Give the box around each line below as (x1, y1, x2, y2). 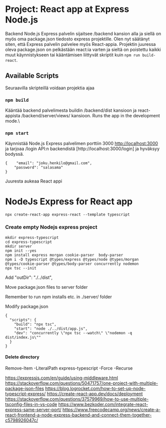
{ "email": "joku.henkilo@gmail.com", (5, 161, 92, 166)
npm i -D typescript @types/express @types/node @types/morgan (5, 257, 139, 262)
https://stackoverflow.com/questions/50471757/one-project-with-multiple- (5, 380, 158, 386)
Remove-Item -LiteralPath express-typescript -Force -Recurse (5, 365, 133, 371)
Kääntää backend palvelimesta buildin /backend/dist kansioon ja (5, 107, 137, 113)
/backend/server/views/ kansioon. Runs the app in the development (21, 113, 160, 119)
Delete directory (5, 354, 40, 360)
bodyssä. (5, 151, 24, 157)
